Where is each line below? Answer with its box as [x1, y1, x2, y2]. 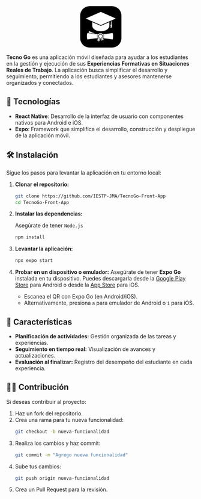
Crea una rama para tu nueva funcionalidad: [14, 416, 124, 423]
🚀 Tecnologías [6, 96, 61, 107]
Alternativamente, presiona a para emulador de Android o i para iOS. [23, 299, 194, 306]
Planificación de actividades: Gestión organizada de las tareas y [14, 332, 176, 339]
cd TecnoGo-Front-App [14, 199, 69, 205]
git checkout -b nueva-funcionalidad [14, 429, 110, 435]
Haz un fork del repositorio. [14, 409, 83, 417]
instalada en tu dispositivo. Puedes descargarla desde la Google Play [14, 275, 186, 282]
